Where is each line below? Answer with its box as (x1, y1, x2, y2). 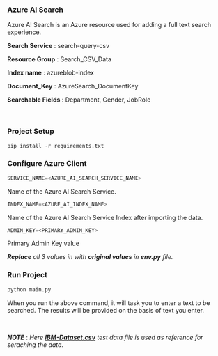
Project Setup (7, 127, 54, 137)
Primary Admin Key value (7, 239, 80, 248)
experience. (7, 28, 42, 36)
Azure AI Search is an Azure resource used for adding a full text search (7, 21, 212, 29)
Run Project (7, 270, 47, 280)
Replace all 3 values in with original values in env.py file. (7, 253, 173, 261)
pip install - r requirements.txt (7, 142, 104, 149)
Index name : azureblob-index (7, 68, 95, 77)
